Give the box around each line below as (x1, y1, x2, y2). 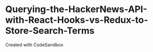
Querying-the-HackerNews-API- (5, 4, 147, 15)
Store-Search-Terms (5, 25, 95, 36)
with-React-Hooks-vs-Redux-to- (5, 14, 148, 26)
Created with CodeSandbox (5, 41, 64, 47)
